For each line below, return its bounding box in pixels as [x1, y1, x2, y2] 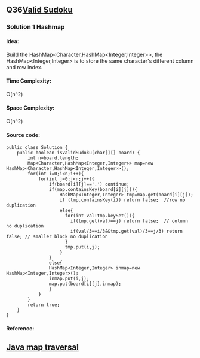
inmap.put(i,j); [48, 275, 90, 282]
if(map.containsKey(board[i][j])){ [48, 187, 137, 193]
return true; [27, 302, 60, 308]
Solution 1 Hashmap [6, 23, 65, 31]
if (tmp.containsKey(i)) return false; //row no [59, 197, 186, 203]
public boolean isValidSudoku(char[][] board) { [17, 150, 140, 156]
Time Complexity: [6, 77, 52, 84]
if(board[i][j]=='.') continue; [48, 181, 130, 187]
